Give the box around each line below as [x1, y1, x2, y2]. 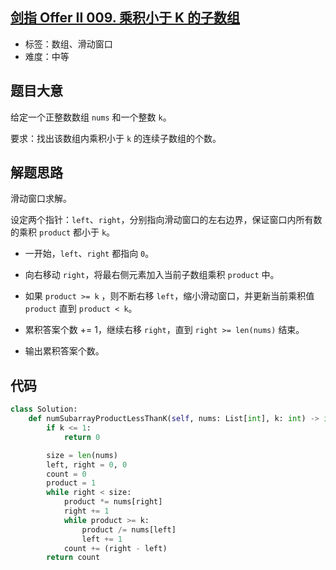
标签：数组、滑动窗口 [24, 38, 113, 50]
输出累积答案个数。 [24, 345, 105, 357]
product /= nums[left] [81, 524, 177, 535]
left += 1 [81, 534, 123, 544]
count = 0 [46, 469, 87, 479]
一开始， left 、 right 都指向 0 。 [24, 248, 155, 260]
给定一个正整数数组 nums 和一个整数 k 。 [10, 111, 172, 123]
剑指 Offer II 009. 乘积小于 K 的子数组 [10, 9, 241, 27]
